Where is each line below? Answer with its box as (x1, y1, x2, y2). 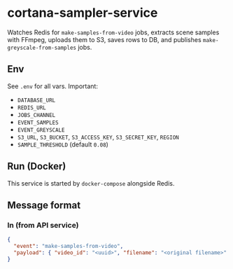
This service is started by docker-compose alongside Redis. (7, 179, 175, 187)
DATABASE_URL (17, 97, 56, 104)
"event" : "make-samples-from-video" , (13, 243, 124, 250)
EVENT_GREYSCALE (17, 126, 65, 134)
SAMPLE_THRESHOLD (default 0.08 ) (17, 140, 108, 149)
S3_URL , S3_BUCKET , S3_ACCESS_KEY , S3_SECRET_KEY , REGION (17, 132, 180, 141)
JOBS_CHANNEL (17, 111, 56, 118)
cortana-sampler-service (7, 5, 158, 21)
